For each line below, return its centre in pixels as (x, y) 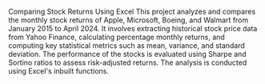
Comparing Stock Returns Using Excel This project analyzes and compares (132, 12)
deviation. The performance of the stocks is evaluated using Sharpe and (127, 54)
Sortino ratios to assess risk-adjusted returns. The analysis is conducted (128, 62)
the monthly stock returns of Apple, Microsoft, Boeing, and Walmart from (128, 20)
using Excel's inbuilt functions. (59, 71)
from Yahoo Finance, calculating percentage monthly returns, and (117, 37)
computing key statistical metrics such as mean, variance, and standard (127, 46)
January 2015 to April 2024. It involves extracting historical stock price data (133, 28)
